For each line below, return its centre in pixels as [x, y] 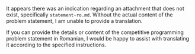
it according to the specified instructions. [56, 45]
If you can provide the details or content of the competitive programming [95, 32]
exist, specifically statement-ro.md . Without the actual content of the [89, 15]
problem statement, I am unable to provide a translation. [74, 21]
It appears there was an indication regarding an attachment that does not [95, 9]
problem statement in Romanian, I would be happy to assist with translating [98, 38]
